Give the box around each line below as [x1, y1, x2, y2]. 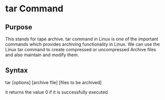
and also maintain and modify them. [5, 52, 79, 58]
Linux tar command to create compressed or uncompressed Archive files [5, 47, 156, 52]
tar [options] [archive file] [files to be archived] [5, 79, 102, 85]
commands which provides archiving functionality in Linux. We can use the [5, 41, 160, 47]
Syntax [5, 66, 28, 75]
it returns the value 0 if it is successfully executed [5, 89, 108, 95]
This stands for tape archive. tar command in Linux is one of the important [5, 36, 158, 42]
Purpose [5, 23, 33, 31]
